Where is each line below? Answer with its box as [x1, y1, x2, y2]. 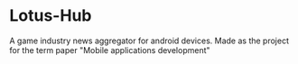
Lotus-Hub [9, 5, 92, 26]
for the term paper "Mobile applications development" [9, 44, 210, 55]
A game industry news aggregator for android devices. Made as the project [9, 35, 289, 46]
